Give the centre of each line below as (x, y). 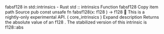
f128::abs (14, 27)
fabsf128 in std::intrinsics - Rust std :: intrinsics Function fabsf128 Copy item (82, 7)
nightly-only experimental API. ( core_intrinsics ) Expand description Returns (82, 17)
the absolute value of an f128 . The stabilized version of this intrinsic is (76, 22)
